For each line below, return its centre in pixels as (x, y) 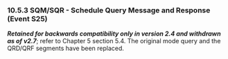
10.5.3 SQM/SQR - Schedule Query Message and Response (109, 10)
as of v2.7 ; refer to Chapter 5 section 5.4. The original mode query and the (114, 41)
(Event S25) (27, 19)
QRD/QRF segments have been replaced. (66, 48)
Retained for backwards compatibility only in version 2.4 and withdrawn (114, 34)
